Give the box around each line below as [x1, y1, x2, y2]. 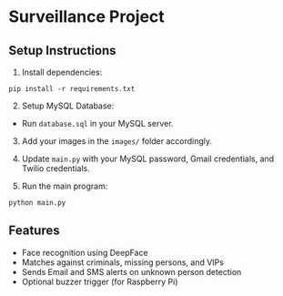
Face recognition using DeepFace [21, 247, 148, 258]
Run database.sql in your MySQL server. [21, 118, 174, 128]
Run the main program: [21, 180, 108, 191]
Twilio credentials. [21, 163, 90, 174]
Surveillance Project [8, 6, 165, 27]
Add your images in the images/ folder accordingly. [21, 136, 213, 147]
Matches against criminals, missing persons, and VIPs [21, 257, 225, 268]
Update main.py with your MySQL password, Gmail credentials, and [21, 153, 275, 164]
